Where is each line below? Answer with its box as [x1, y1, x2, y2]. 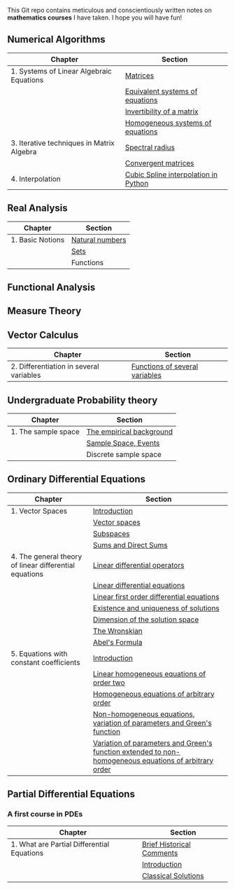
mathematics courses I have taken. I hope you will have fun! [7, 13, 183, 22]
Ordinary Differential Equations [7, 473, 145, 486]
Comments [142, 848, 178, 858]
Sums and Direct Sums [93, 540, 168, 549]
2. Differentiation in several [10, 362, 99, 371]
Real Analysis [7, 203, 68, 214]
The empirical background [86, 427, 173, 437]
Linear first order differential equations [93, 591, 220, 601]
